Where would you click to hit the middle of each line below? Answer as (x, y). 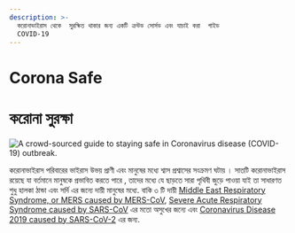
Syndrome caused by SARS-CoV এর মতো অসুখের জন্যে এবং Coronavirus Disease (143, 209)
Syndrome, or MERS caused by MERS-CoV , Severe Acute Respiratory (136, 199)
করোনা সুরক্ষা (41, 118)
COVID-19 (33, 34)
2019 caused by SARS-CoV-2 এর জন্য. (74, 219)
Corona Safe (56, 78)
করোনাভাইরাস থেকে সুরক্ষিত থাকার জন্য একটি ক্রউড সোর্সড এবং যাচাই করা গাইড (118, 26)
